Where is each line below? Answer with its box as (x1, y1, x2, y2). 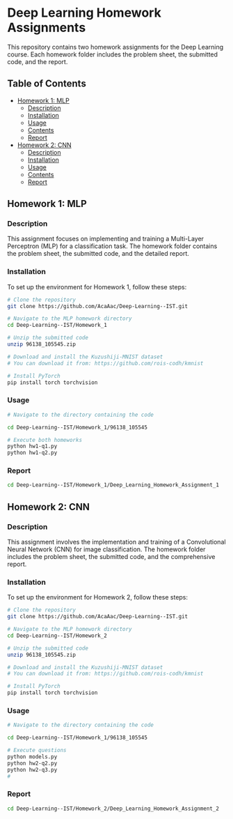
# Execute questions (7, 747, 67, 754)
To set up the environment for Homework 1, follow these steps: (7, 282, 187, 291)
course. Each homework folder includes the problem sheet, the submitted (7, 50, 218, 59)
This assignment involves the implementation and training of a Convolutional (7, 538, 226, 546)
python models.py (7, 753, 58, 760)
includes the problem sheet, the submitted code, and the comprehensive (7, 553, 216, 561)
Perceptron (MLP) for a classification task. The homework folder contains (7, 242, 218, 250)
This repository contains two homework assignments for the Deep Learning (7, 43, 224, 51)
